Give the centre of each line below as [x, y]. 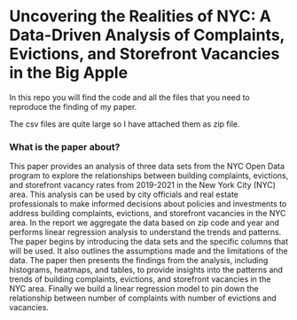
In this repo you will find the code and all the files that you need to [129, 97]
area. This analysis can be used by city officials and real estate [124, 195]
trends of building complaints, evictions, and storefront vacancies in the [140, 279]
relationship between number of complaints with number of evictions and [143, 298]
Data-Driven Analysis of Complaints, [147, 35]
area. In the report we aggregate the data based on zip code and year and [144, 222]
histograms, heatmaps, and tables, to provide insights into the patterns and [146, 270]
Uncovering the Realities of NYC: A [141, 16]
